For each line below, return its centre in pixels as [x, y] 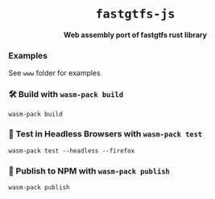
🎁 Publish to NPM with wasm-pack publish [89, 171]
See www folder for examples [54, 73]
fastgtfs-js [135, 14]
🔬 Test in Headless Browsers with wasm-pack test [105, 134]
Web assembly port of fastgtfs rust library [135, 35]
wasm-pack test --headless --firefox [72, 151]
